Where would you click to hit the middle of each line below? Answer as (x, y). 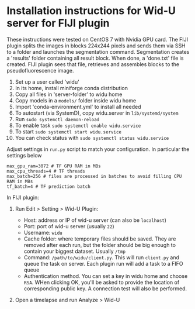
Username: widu (43, 232)
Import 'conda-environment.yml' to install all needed (78, 107)
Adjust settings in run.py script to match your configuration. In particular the (98, 149)
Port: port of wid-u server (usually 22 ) (69, 226)
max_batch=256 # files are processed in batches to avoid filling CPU (94, 176)
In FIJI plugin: (23, 197)
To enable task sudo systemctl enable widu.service (78, 125)
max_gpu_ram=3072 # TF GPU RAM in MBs (54, 166)
